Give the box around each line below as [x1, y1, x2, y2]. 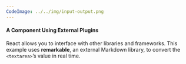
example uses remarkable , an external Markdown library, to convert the [6, 46, 181, 53]
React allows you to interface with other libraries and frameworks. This [6, 39, 178, 47]
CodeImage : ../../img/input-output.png [6, 8, 104, 15]
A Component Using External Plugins [6, 27, 99, 34]
